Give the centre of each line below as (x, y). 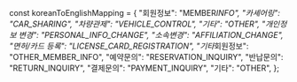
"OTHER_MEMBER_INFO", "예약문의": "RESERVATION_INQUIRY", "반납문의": (146, 57)
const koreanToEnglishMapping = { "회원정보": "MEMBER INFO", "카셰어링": (145, 13)
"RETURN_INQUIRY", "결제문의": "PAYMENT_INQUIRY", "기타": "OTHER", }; (145, 68)
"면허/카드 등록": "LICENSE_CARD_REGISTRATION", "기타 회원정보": (129, 46)
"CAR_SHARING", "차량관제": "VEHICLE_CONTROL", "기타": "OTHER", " (137, 24)
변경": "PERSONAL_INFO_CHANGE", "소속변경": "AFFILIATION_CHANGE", (151, 35)
